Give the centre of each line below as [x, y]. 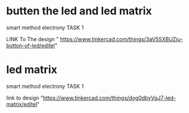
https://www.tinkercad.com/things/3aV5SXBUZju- [121, 39]
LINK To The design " [33, 39]
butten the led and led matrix [79, 11]
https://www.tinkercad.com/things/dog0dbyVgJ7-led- [109, 97]
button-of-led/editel [31, 45]
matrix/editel [22, 104]
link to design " [25, 97]
